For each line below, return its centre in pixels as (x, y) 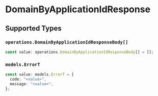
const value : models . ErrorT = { (39, 75)
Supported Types (34, 28)
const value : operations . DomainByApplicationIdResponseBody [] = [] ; (80, 52)
